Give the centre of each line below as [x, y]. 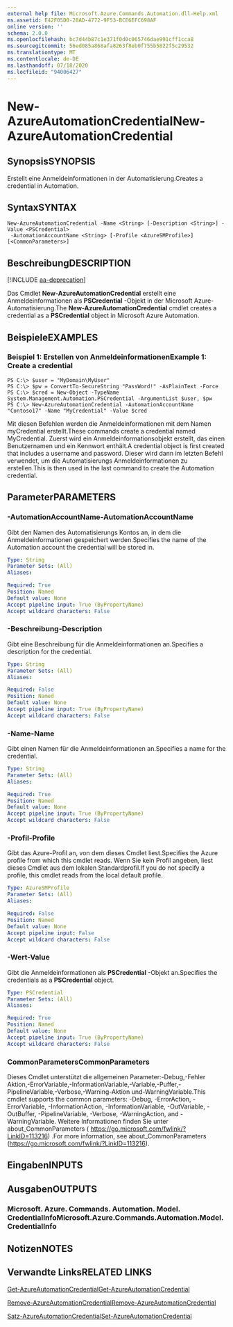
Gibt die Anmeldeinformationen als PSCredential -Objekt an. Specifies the [112, 972]
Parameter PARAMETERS [62, 497]
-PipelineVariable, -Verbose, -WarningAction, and [108, 1113]
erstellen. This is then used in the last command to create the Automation [111, 468]
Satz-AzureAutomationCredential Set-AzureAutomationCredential [100, 1316]
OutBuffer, [22, 1113]
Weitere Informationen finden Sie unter [113, 1121]
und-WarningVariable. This [169, 1091]
